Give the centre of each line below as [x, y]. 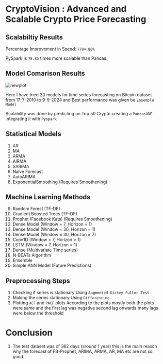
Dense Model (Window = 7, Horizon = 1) [52, 224]
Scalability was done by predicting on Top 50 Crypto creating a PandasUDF [79, 113]
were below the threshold [38, 313]
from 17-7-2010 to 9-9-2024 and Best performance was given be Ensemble [80, 100]
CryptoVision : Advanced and [66, 9]
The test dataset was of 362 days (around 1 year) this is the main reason [85, 347]
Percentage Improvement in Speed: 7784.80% [50, 49]
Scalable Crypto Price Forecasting [76, 19]
